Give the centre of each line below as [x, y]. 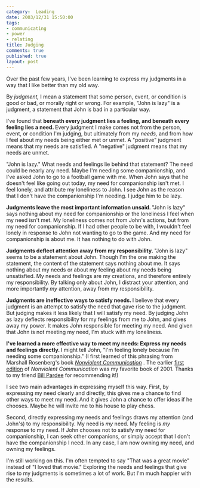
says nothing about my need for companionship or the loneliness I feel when [100, 214]
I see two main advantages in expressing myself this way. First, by [87, 387]
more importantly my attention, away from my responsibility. [80, 288]
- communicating [26, 28]
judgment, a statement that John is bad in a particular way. [79, 109]
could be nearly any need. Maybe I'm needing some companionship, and [96, 170]
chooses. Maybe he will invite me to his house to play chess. [81, 406]
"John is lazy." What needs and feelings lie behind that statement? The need [99, 164]
